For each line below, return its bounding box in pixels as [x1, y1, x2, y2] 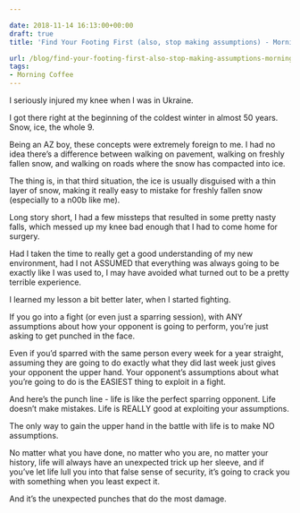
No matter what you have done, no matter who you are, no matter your [9, 448, 269, 457]
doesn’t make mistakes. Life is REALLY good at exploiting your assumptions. [9, 404, 290, 414]
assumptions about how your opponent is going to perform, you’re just [9, 321, 270, 331]
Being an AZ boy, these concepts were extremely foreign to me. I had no [9, 140, 276, 150]
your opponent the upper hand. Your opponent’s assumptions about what [9, 367, 279, 377]
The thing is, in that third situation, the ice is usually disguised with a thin [9, 175, 277, 186]
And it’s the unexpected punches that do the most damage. [9, 493, 228, 504]
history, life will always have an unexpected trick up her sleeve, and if [9, 457, 265, 467]
